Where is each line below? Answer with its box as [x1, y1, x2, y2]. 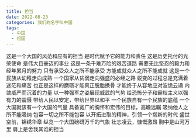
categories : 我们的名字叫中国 [6, 19, 73, 25]
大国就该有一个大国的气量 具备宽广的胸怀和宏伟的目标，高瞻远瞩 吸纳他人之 [6, 103, 188, 111]
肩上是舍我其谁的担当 [12, 126, 64, 132]
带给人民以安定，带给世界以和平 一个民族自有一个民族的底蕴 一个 [33, 96, 190, 103]
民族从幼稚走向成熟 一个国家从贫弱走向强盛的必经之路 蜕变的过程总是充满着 [6, 74, 188, 81]
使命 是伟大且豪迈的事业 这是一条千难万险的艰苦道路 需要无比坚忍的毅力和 [11, 60, 190, 67]
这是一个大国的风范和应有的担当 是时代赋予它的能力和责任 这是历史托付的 [6, 53, 183, 59]
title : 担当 [6, 8, 33, 15]
